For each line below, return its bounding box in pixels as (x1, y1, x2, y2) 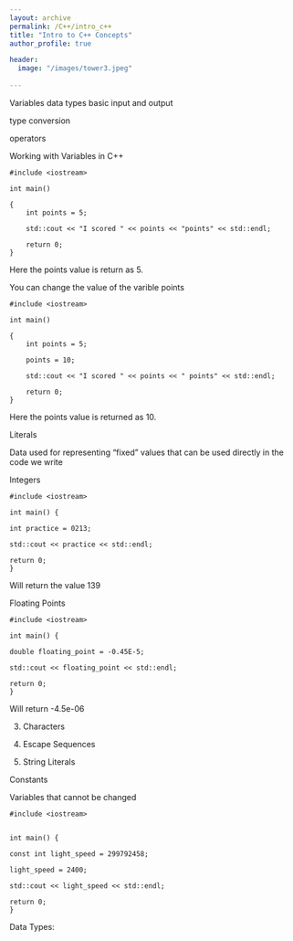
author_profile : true (9, 38, 92, 48)
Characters (22, 721, 66, 732)
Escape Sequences (22, 738, 96, 749)
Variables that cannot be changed (9, 791, 137, 802)
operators (9, 132, 47, 143)
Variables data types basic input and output (9, 97, 173, 108)
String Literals (22, 756, 76, 767)
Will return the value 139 (9, 579, 101, 590)
